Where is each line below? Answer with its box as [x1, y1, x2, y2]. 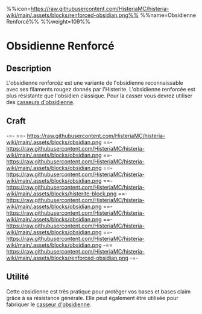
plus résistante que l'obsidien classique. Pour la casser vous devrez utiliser [6, 92, 193, 99]
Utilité [6, 272, 30, 282]
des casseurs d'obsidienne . [6, 99, 75, 105]
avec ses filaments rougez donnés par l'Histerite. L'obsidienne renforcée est [6, 86, 196, 93]
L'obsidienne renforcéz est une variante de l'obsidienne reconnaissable [6, 79, 184, 87]
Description [6, 63, 51, 73]
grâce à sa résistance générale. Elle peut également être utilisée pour [6, 294, 179, 301]
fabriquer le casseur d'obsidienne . [6, 301, 92, 308]
